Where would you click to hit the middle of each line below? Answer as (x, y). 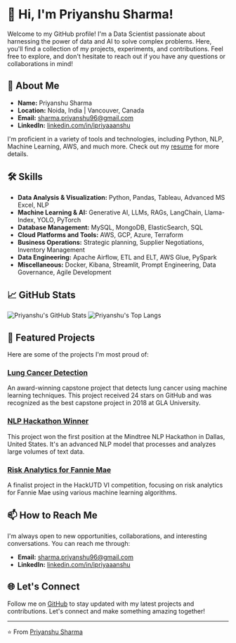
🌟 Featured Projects (51, 337)
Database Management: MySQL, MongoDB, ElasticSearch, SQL (110, 227)
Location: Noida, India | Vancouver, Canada (81, 110)
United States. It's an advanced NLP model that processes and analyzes (112, 444)
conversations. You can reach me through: (69, 543)
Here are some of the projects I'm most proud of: (78, 355)
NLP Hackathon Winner (48, 421)
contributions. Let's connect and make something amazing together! (106, 611)
